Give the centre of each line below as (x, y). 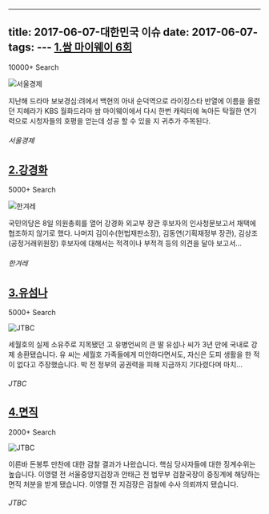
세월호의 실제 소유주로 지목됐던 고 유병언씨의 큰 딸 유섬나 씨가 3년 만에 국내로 (129, 345)
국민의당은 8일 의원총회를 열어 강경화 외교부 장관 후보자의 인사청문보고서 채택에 (132, 223)
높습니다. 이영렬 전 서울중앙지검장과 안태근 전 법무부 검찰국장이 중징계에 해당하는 (134, 474)
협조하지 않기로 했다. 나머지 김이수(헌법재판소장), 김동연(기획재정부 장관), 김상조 (133, 233)
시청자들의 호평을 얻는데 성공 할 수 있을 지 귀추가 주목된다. (120, 120)
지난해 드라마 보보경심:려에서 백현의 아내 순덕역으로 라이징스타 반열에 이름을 (127, 100)
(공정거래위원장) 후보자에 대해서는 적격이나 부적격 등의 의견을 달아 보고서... (125, 243)
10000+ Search (34, 67)
